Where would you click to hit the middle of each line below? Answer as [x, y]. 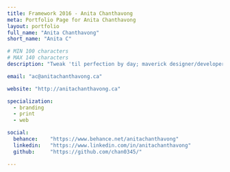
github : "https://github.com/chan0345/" [78, 151]
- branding [29, 108]
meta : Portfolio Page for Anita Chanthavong [72, 20]
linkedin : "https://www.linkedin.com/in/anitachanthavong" [102, 145]
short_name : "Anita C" [39, 39]
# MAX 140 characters [38, 58]
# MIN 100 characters [38, 51]
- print [24, 114]
